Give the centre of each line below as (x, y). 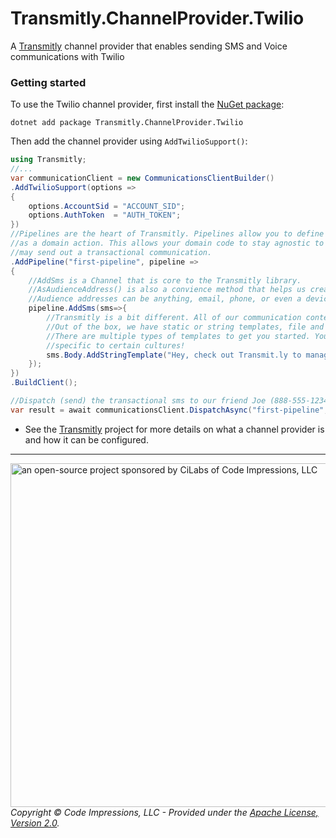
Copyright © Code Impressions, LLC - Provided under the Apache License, (164, 812)
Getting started (48, 82)
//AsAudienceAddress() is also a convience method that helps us (167, 290)
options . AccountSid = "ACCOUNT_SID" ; (107, 206)
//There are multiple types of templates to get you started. (178, 336)
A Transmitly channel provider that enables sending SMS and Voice (149, 46)
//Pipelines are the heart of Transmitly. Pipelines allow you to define (167, 234)
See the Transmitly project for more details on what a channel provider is (174, 429)
